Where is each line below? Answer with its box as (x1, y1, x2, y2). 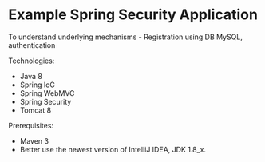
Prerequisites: (8, 121, 54, 130)
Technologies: (8, 56, 55, 65)
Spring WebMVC (19, 88, 75, 97)
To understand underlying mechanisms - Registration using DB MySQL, (8, 32, 243, 41)
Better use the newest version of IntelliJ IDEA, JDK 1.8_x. (19, 144, 206, 154)
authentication (8, 40, 56, 49)
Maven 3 (19, 136, 49, 145)
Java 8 (19, 71, 42, 81)
